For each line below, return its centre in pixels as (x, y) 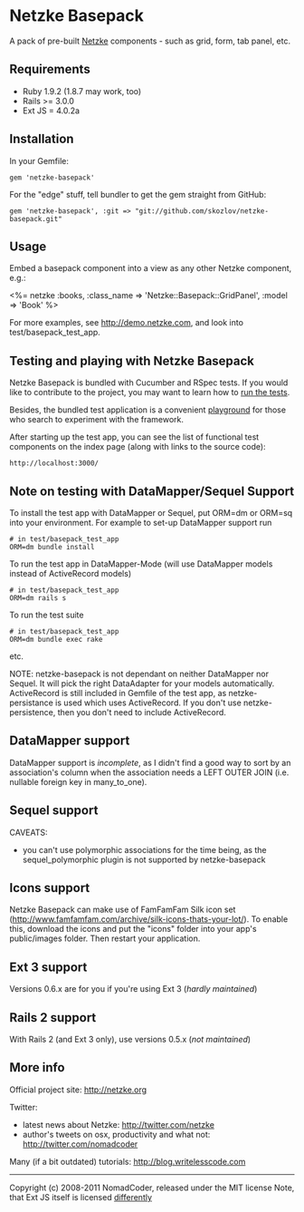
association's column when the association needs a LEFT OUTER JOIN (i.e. (149, 772)
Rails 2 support (53, 1018)
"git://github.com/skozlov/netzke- (202, 211)
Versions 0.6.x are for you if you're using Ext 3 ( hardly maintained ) (133, 989)
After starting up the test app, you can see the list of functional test (134, 437)
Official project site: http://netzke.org (78, 1090)
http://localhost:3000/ (54, 463)
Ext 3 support (48, 967)
